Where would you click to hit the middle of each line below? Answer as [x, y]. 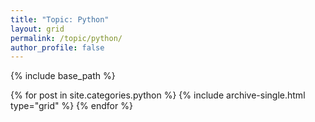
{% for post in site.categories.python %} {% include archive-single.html [158, 95]
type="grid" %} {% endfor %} [71, 106]
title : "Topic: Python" [60, 19]
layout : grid [37, 29]
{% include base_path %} [63, 76]
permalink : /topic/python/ [66, 38]
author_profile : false [57, 47]
